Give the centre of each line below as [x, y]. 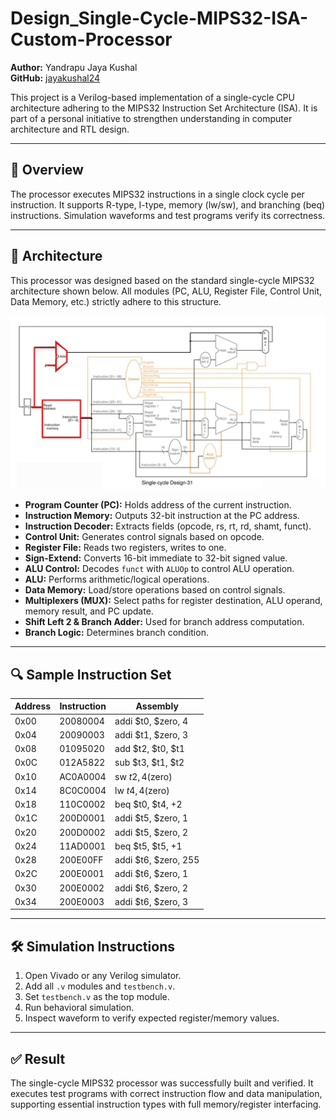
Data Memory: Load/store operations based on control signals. [155, 590]
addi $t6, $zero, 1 [151, 874]
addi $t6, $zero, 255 [157, 860]
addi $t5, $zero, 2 [151, 832]
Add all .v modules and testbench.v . [100, 986]
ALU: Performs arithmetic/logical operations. [117, 579]
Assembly [157, 706]
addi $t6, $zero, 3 [151, 901]
